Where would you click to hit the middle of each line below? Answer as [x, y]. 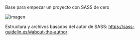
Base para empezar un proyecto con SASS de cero [57, 7]
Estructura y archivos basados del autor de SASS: [56, 26]
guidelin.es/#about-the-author [36, 32]
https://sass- [122, 26]
